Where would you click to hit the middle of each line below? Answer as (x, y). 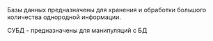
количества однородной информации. (64, 17)
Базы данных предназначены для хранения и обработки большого (107, 10)
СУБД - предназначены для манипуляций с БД (77, 30)
